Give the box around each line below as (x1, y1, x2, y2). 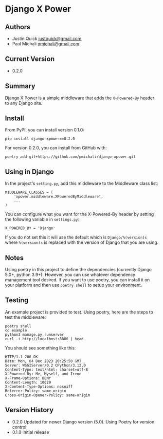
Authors (5, 23, 31, 31)
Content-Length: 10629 (5, 380, 51, 385)
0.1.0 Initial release (12, 429, 50, 435)
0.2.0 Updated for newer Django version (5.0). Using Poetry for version (12, 419, 155, 424)
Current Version (5, 55, 55, 63)
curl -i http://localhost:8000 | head (5, 336, 84, 341)
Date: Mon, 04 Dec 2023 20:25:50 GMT (5, 359, 82, 364)
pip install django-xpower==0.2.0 (5, 136, 75, 142)
